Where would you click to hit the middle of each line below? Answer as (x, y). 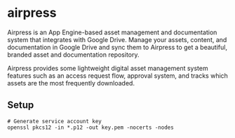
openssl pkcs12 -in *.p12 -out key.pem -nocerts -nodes (90, 127)
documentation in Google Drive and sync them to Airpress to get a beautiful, (117, 47)
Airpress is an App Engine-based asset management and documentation (112, 32)
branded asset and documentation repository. (73, 55)
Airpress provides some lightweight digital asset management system (108, 68)
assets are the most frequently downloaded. (71, 83)
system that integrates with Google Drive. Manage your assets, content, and (117, 39)
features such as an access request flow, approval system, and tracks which (117, 76)
